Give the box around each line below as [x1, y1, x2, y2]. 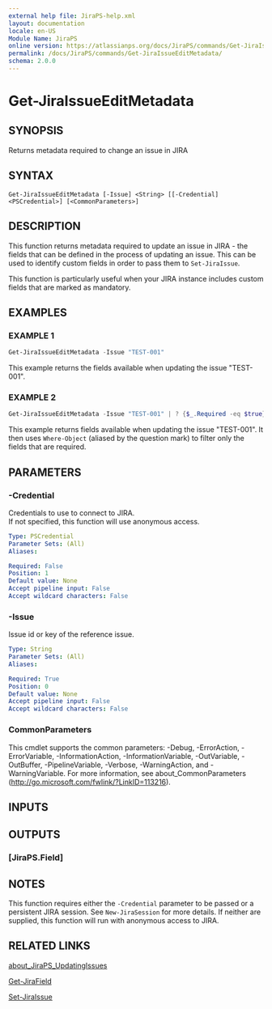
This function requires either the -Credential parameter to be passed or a [8, 899, 254, 909]
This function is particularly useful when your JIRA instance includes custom [8, 273, 265, 283]
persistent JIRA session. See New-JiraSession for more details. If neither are [8, 907, 261, 917]
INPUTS [8, 800, 49, 814]
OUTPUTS [8, 828, 61, 842]
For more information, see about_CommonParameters [67, 768, 247, 778]
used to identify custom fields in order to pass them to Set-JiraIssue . [8, 258, 240, 268]
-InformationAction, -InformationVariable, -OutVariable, [56, 751, 240, 761]
